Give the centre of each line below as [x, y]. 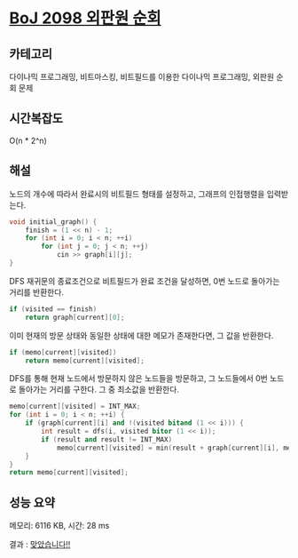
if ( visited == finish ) [53, 309]
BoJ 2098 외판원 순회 [85, 18]
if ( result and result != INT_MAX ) [107, 439]
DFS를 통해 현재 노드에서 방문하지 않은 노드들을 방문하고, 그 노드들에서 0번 [138, 379]
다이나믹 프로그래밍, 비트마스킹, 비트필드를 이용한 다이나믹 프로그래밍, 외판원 [142, 77]
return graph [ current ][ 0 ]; [75, 317]
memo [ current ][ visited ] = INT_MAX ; [75, 407]
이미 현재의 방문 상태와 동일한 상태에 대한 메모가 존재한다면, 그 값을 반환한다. [141, 335]
